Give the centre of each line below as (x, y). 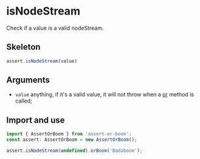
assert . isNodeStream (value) (42, 61)
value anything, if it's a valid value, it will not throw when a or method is (105, 95)
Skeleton (23, 47)
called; (23, 101)
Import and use (36, 120)
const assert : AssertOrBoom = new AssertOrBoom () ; (72, 140)
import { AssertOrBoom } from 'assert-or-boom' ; (69, 134)
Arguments (28, 80)
